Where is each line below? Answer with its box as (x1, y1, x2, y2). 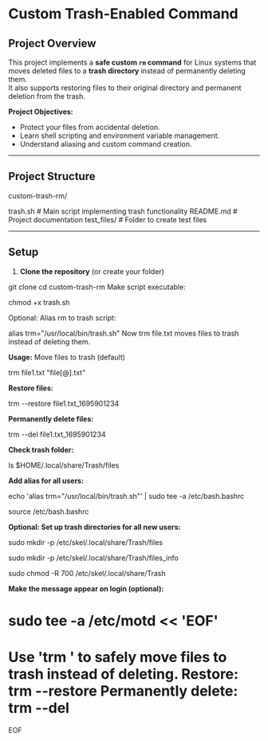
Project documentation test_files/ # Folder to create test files (8, 214, 207, 224)
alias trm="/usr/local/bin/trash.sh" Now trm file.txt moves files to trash (8, 328, 239, 338)
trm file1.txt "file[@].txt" (8, 367, 86, 377)
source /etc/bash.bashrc (8, 507, 89, 516)
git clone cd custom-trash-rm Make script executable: (8, 282, 186, 292)
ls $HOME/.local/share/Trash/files (8, 460, 120, 470)
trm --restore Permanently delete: (8, 682, 238, 700)
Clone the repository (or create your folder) (19, 266, 165, 276)
